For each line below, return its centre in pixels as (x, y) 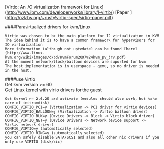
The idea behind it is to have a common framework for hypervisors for (80, 40)
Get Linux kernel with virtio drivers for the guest (54, 90)
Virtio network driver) (29, 124)
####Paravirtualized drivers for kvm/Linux (48, 27)
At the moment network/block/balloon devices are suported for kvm (76, 62)
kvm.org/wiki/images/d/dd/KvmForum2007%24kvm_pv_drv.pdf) (66, 57)
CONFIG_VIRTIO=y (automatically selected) (49, 129)
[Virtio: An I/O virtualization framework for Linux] (54, 7)
